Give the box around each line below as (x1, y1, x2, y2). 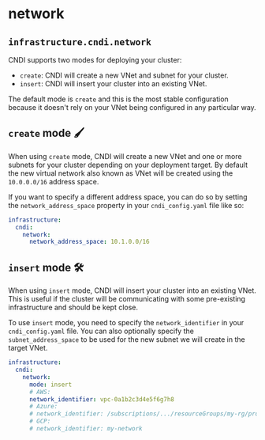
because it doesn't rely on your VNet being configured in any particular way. (8, 103, 256, 112)
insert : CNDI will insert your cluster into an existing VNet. (19, 79, 207, 88)
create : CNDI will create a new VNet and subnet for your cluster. (19, 70, 229, 80)
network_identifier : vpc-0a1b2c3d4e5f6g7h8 (28, 395, 175, 404)
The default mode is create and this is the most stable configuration (8, 94, 229, 104)
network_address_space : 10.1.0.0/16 (28, 238, 150, 246)
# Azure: (28, 403, 58, 411)
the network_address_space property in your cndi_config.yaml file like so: (8, 200, 244, 210)
